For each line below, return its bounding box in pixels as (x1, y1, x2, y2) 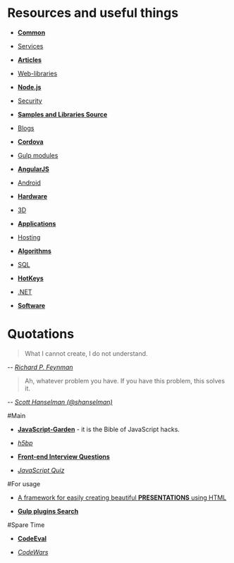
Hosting (17, 233, 41, 241)
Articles (17, 55, 42, 64)
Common (17, 28, 46, 37)
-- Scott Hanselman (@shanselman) (7, 397, 113, 406)
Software (17, 301, 46, 309)
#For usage (7, 479, 41, 488)
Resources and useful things (7, 5, 178, 21)
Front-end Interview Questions (17, 452, 111, 461)
